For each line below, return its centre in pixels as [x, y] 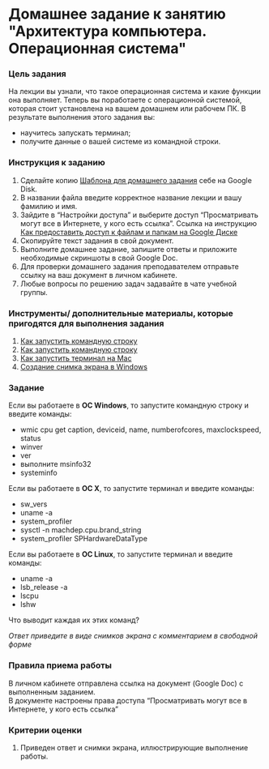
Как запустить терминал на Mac [76, 358]
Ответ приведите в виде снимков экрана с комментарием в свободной [133, 636]
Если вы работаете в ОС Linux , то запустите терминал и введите [121, 554]
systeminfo [39, 473]
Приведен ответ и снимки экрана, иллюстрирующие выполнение [134, 747]
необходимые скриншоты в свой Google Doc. [99, 258]
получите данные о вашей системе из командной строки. [120, 142]
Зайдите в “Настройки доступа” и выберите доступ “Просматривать [139, 215]
